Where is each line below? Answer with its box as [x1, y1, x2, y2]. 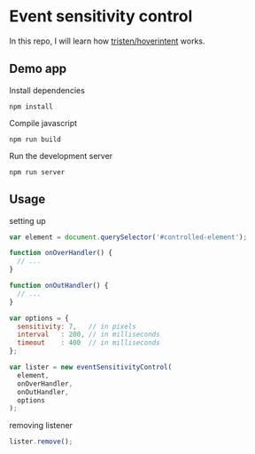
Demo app [9, 61, 67, 76]
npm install [9, 102, 53, 111]
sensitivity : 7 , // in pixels [17, 322, 137, 331]
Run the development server [9, 150, 113, 161]
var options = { [9, 314, 69, 323]
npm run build [9, 135, 62, 144]
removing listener [9, 420, 73, 431]
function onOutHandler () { [9, 282, 109, 291]
